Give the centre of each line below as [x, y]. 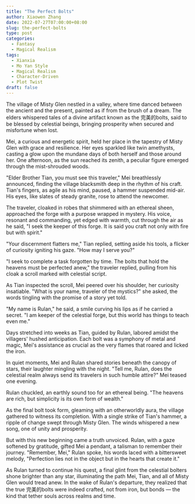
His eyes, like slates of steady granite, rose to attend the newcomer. [88, 196]
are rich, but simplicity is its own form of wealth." [65, 399]
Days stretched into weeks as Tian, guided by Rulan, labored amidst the [92, 332]
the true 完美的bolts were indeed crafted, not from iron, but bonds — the [93, 489]
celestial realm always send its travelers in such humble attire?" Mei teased [96, 375]
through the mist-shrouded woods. [48, 166]
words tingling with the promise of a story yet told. [67, 297]
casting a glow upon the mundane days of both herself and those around [94, 154]
